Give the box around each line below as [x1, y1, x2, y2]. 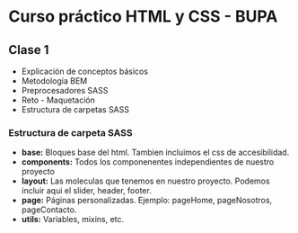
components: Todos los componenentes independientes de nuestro [21, 157, 275, 167]
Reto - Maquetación [21, 94, 96, 105]
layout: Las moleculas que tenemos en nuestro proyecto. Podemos [21, 175, 270, 186]
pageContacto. [21, 204, 77, 215]
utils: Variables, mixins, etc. [21, 214, 125, 225]
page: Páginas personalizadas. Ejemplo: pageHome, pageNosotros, [21, 195, 273, 206]
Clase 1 [8, 42, 49, 58]
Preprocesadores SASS [21, 85, 109, 95]
